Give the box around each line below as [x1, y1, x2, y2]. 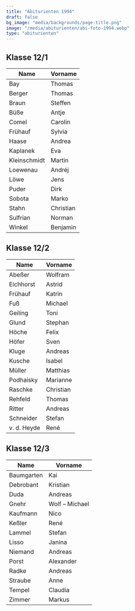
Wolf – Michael [48, 500, 89, 508]
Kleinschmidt [9, 156, 45, 164]
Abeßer [9, 270, 30, 278]
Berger [9, 89, 28, 97]
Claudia [48, 586, 70, 594]
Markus [48, 595, 70, 603]
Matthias [46, 366, 70, 374]
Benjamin [50, 223, 76, 231]
